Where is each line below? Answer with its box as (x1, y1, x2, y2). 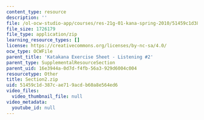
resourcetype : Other (6, 71, 59, 77)
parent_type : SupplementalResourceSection (6, 59, 115, 65)
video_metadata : (6, 99, 47, 105)
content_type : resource (6, 8, 67, 15)
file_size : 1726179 (6, 25, 56, 32)
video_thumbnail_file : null (12, 93, 83, 99)
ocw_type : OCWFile (6, 48, 53, 55)
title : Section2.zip (6, 76, 59, 82)
